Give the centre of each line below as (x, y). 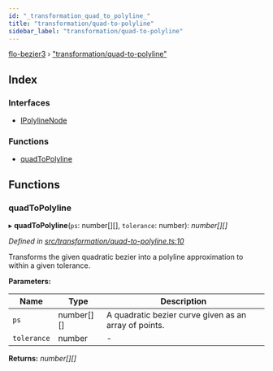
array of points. (136, 326)
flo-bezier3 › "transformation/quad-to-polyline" (88, 54)
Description (184, 301)
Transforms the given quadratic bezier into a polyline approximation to (126, 257)
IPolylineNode (43, 121)
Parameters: (30, 282)
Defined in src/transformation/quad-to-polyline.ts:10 (96, 241)
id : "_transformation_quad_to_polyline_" (80, 16)
